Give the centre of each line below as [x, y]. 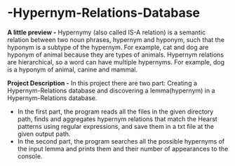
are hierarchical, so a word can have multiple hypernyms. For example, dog [116, 62]
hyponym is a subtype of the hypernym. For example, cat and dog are [108, 47]
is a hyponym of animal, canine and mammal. [73, 69]
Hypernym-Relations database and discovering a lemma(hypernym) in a [111, 90]
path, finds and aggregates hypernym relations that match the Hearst [117, 119]
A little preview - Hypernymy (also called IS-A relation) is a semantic [107, 32]
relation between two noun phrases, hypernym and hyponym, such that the [116, 39]
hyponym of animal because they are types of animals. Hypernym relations [116, 55]
